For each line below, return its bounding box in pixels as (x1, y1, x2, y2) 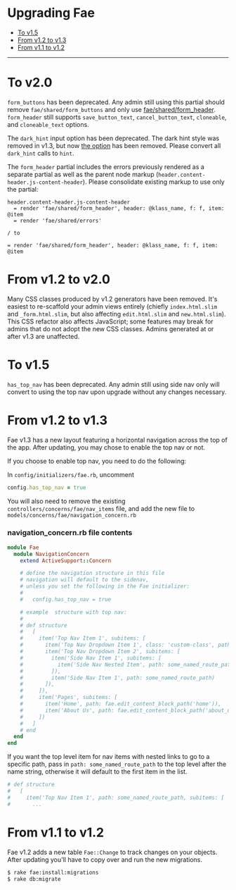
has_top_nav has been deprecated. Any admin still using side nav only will (7, 380, 220, 388)
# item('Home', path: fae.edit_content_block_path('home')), (20, 700, 221, 707)
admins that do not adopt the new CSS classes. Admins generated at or (7, 324, 214, 333)
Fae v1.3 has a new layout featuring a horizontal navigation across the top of (7, 435, 228, 444)
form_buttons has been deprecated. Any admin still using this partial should (7, 97, 225, 106)
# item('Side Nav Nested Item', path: (20, 661, 165, 668)
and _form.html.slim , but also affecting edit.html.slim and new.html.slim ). (7, 309, 226, 318)
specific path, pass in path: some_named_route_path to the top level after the (7, 760, 227, 769)
